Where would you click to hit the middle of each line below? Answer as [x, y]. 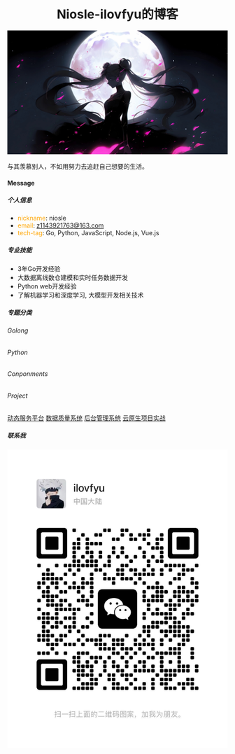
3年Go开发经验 [39, 268]
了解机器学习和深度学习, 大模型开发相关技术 [80, 295]
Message [21, 183]
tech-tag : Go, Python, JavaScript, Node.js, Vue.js [88, 233]
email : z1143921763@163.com [60, 225]
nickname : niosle [42, 218]
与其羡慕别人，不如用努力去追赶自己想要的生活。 [78, 167]
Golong [18, 330]
